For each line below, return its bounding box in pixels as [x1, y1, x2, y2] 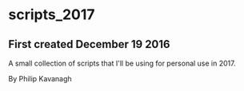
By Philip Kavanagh [8, 74, 72, 83]
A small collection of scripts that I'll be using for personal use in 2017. [8, 58, 236, 68]
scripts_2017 [8, 6, 95, 24]
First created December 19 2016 [8, 38, 170, 51]
